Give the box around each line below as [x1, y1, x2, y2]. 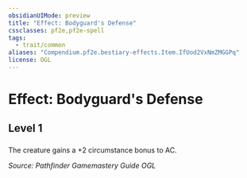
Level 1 [8, 122, 43, 135]
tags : [8, 33, 26, 42]
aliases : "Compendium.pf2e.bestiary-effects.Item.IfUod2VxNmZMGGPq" [8, 48, 240, 56]
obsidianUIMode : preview [8, 11, 91, 20]
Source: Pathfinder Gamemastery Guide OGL [8, 161, 156, 171]
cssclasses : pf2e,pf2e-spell [8, 26, 105, 34]
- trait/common [15, 41, 66, 49]
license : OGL [8, 56, 52, 64]
